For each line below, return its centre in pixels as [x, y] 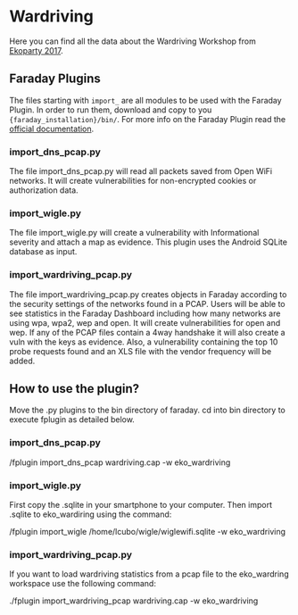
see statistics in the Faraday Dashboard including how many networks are [145, 313]
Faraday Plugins [55, 79]
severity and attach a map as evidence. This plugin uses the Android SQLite [149, 242]
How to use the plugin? [74, 389]
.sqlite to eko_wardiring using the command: [91, 514]
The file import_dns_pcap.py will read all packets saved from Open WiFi [141, 171]
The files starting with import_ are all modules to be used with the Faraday [146, 100]
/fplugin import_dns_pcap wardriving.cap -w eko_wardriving [120, 462]
